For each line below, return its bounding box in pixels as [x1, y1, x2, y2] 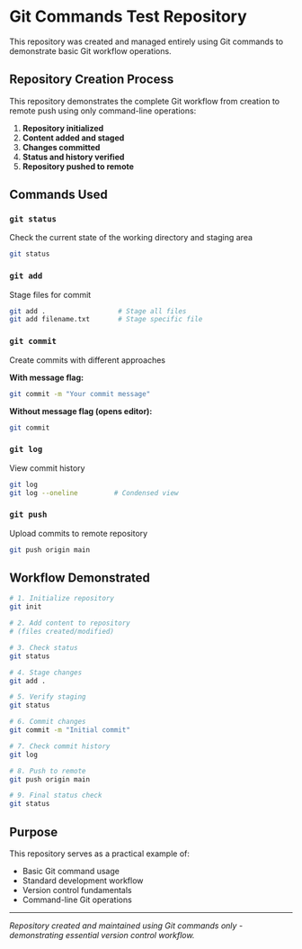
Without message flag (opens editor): [9, 405, 153, 416]
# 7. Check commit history [9, 741, 111, 751]
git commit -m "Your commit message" [9, 389, 151, 398]
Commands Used [9, 187, 108, 203]
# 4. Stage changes [9, 668, 83, 677]
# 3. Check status [9, 643, 78, 652]
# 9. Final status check [9, 791, 102, 800]
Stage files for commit [9, 289, 92, 300]
